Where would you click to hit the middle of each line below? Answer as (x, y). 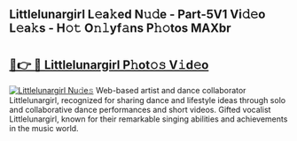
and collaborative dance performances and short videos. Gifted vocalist (140, 110)
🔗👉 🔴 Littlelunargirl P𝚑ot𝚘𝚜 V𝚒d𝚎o (109, 65)
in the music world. (44, 128)
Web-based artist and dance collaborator (171, 90)
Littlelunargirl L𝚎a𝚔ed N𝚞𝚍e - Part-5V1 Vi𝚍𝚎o (137, 15)
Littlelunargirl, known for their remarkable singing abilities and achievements (148, 119)
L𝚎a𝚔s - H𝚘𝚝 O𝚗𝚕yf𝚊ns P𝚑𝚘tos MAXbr (121, 29)
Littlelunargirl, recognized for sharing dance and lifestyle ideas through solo (148, 100)
